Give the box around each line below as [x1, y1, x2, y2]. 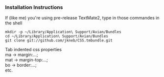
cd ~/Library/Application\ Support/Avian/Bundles [5, 34, 109, 39]
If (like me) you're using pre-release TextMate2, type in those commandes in [5, 15, 160, 21]
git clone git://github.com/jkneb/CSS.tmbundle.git [5, 38, 113, 43]
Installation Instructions [5, 4, 63, 11]
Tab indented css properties [5, 47, 62, 53]
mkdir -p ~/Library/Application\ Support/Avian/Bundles [5, 30, 121, 35]
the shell [5, 20, 23, 26]
